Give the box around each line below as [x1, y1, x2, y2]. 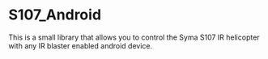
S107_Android [8, 6, 102, 24]
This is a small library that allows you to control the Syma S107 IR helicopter [8, 32, 261, 42]
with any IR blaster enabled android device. [8, 40, 152, 50]
